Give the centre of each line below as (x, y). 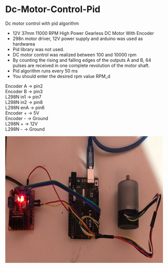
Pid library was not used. (38, 49)
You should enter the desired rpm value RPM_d (61, 76)
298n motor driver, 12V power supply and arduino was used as (77, 39)
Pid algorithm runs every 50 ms (45, 71)
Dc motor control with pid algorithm (42, 23)
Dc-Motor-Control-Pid (53, 9)
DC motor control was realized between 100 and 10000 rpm (75, 55)
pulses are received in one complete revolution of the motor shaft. (81, 65)
